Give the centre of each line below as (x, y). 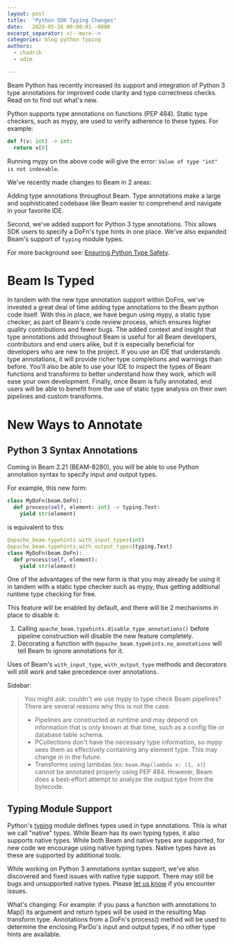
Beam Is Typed (51, 281)
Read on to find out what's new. (53, 100)
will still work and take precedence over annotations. (83, 672)
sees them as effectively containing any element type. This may (126, 750)
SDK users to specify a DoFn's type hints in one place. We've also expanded (117, 231)
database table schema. (69, 735)
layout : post (26, 14)
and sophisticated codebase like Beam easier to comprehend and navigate (114, 203)
